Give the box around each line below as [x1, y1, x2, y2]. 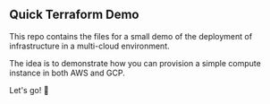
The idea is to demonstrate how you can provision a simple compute [9, 57, 261, 68]
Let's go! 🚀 [9, 84, 49, 95]
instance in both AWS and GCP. [9, 67, 125, 78]
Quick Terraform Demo [9, 7, 139, 22]
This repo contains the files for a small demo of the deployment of [9, 30, 253, 41]
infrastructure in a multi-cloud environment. [9, 40, 170, 51]
